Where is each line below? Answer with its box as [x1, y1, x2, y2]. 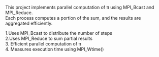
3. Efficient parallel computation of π [5, 41, 81, 47]
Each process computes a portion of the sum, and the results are [5, 15, 141, 21]
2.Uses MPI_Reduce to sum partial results [5, 35, 93, 41]
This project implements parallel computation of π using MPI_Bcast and [5, 5, 154, 10]
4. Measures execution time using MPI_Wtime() [5, 46, 104, 52]
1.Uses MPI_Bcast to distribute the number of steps [5, 30, 113, 36]
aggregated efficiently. [5, 20, 53, 26]
